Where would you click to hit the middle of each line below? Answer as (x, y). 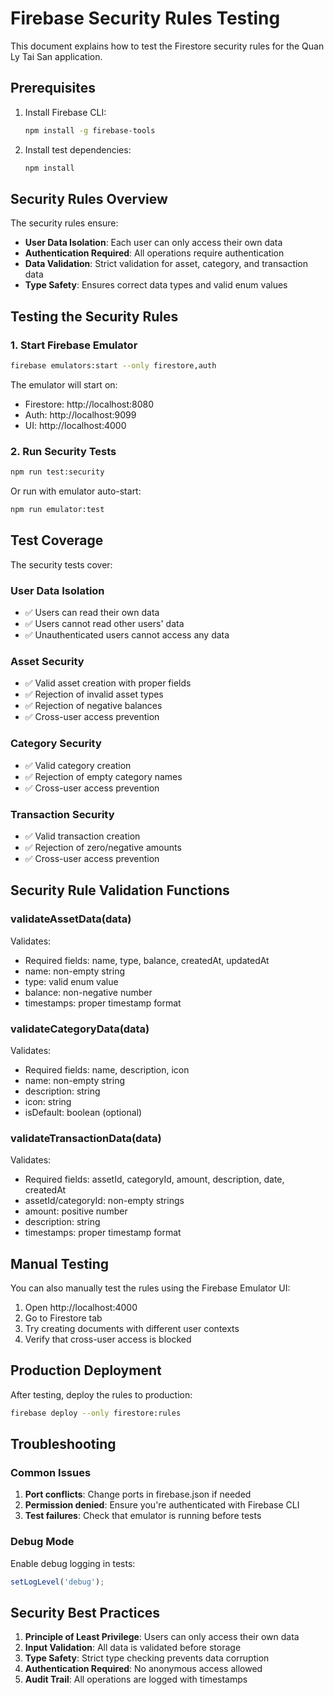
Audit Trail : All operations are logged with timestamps (136, 1679)
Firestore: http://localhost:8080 (89, 404)
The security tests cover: (61, 564)
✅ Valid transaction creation (82, 836)
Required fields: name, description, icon (107, 1069)
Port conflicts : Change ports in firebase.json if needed (138, 1494)
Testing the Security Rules (94, 316)
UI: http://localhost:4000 (75, 425)
